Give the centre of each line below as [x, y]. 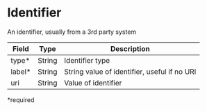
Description [130, 48]
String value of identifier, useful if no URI [130, 72]
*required [21, 100]
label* [21, 72]
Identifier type [87, 60]
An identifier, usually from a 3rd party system [72, 32]
